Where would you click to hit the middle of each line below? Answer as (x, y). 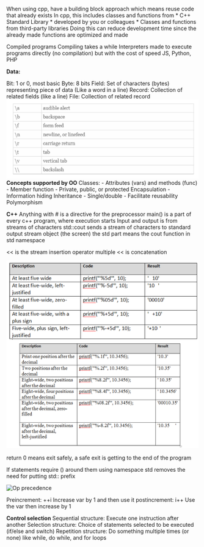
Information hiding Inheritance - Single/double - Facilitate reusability (92, 196)
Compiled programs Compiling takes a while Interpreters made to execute (99, 47)
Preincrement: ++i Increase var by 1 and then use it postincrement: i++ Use (101, 500)
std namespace (26, 240)
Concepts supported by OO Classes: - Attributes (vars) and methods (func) (102, 183)
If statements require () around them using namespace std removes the (96, 469)
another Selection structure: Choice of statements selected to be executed (100, 524)
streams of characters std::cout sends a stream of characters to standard (99, 227)
